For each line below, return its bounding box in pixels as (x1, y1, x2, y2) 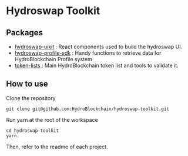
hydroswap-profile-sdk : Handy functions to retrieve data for (14, 49, 162, 57)
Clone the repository (6, 94, 56, 101)
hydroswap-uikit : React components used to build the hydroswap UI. (14, 43, 183, 50)
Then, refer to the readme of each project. (6, 143, 108, 150)
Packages (6, 28, 43, 38)
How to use (6, 79, 48, 89)
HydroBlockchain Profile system (14, 56, 92, 62)
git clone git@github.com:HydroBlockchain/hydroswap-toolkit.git (6, 106, 169, 112)
